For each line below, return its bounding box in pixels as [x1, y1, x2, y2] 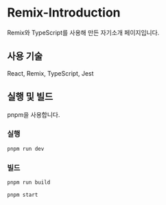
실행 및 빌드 [7, 91, 54, 102]
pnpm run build [7, 179, 51, 186]
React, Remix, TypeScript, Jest [7, 69, 94, 77]
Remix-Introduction [7, 5, 121, 21]
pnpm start [7, 191, 38, 198]
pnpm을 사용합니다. [7, 110, 60, 118]
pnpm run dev [7, 145, 45, 152]
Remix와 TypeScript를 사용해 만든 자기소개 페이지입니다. [7, 28, 160, 36]
